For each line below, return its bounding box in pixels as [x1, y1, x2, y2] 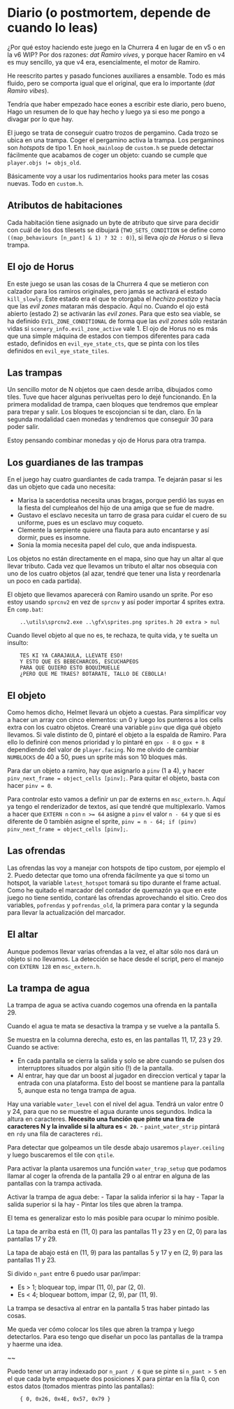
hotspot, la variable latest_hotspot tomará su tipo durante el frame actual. [7, 878, 221, 887]
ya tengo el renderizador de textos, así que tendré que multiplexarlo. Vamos [7, 803, 226, 810]
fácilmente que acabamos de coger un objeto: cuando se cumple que [7, 151, 207, 159]
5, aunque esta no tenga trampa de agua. [17, 1087, 136, 1095]
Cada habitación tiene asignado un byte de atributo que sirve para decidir [7, 218, 219, 226]
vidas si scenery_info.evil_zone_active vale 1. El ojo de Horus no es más [7, 324, 218, 332]
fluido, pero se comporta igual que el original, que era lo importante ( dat [7, 79, 215, 87]
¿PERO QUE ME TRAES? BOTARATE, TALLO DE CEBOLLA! [20, 671, 168, 678]
